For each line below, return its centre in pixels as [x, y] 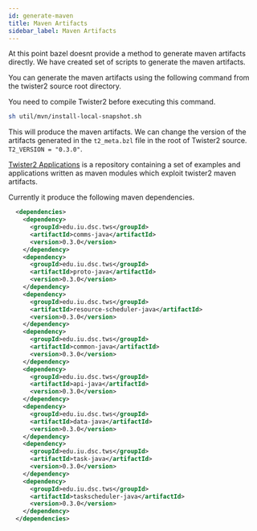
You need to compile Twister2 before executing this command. [112, 102]
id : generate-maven [41, 16]
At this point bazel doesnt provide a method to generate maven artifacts [127, 54]
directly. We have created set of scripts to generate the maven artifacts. [127, 62]
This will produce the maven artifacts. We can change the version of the [127, 132]
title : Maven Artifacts [48, 23]
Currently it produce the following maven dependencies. [102, 197]
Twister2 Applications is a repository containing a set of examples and [124, 165]
